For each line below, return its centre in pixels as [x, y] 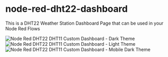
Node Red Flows [23, 28]
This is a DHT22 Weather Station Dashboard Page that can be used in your [84, 23]
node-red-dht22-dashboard [67, 9]
